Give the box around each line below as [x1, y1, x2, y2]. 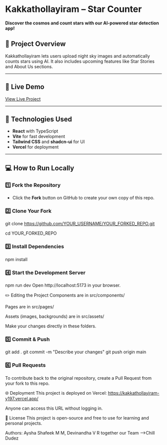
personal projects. [5, 420, 42, 426]
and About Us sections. [5, 63, 53, 69]
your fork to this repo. [5, 380, 50, 386]
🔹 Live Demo [5, 83, 45, 91]
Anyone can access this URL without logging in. [5, 405, 103, 411]
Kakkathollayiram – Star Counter [5, 3, 142, 15]
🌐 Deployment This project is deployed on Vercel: [5, 390, 107, 396]
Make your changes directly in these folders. [5, 323, 97, 329]
